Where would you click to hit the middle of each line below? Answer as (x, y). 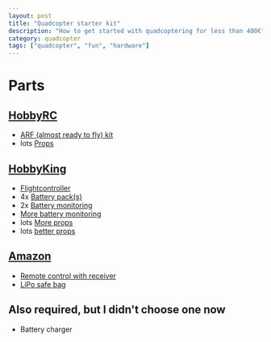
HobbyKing (38, 169)
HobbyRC (33, 115)
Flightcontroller (45, 188)
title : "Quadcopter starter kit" (65, 23)
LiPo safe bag (43, 284)
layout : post (30, 16)
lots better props (48, 231)
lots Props (37, 144)
